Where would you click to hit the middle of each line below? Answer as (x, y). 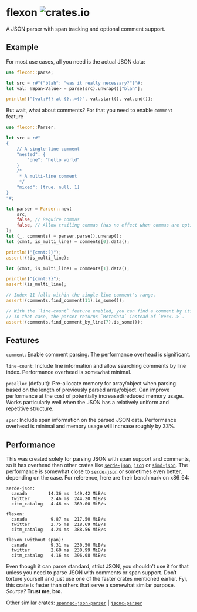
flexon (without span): (35, 540)
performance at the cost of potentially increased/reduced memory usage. (95, 396)
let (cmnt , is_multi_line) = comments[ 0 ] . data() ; (68, 241)
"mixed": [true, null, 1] (48, 187)
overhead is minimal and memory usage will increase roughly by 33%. (91, 426)
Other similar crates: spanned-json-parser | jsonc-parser (74, 603)
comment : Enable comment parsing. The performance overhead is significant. (98, 355)
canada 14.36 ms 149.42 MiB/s (59, 494)
